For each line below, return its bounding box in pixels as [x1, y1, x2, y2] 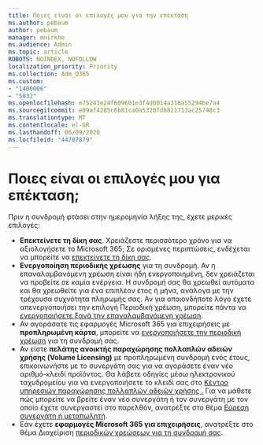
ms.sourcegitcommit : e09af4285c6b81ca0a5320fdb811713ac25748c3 [8, 107, 220, 115]
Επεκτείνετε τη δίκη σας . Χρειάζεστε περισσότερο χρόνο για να [19, 236, 232, 245]
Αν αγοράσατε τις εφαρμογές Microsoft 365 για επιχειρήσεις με [19, 319, 231, 329]
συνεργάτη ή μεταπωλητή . [19, 411, 108, 421]
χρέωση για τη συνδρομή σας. [19, 336, 120, 346]
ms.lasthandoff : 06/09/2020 [8, 128, 101, 136]
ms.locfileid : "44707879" [8, 135, 93, 144]
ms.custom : [8, 77, 44, 85]
